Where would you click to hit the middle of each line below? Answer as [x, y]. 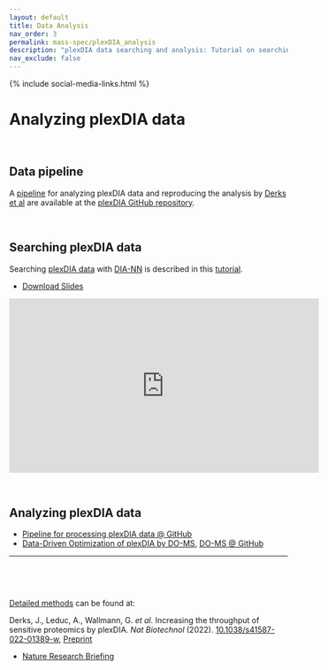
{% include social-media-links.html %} [80, 84]
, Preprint [76, 639]
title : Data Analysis [49, 26]
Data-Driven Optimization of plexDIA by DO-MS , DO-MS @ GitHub [142, 543]
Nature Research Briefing [68, 657]
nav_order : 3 [33, 34]
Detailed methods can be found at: [72, 604]
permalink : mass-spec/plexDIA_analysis [83, 42]
